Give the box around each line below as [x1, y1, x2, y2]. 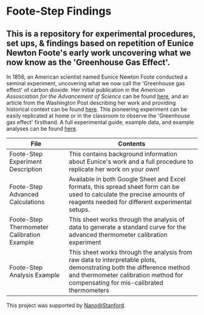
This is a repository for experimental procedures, [6, 29, 196, 39]
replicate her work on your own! [69, 165, 160, 173]
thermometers [69, 286, 109, 294]
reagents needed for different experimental [69, 198, 192, 206]
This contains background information [69, 150, 178, 158]
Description [9, 165, 42, 173]
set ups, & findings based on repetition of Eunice [6, 38, 194, 48]
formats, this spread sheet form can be [69, 183, 180, 191]
